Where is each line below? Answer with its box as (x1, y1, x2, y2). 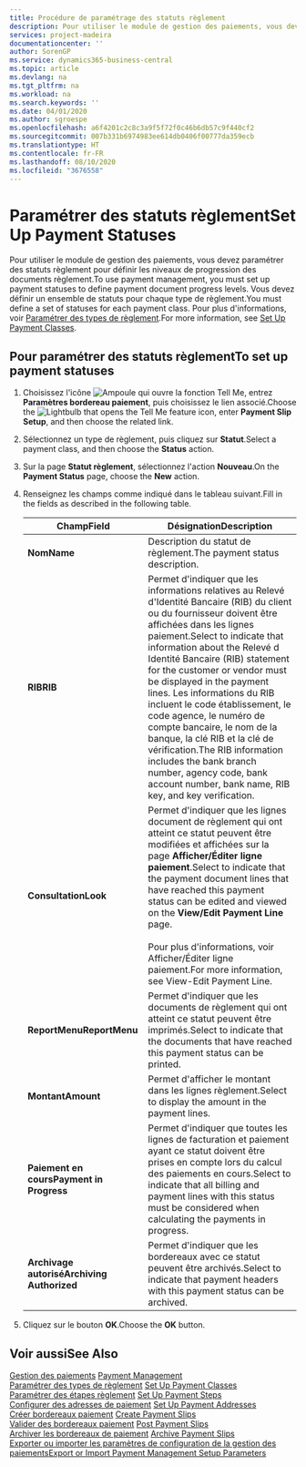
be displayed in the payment (148, 675, 270, 688)
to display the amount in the (148, 1095, 267, 1108)
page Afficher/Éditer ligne (148, 849, 262, 862)
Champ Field (56, 520, 111, 533)
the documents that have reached (148, 1035, 292, 1048)
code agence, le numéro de (148, 710, 266, 723)
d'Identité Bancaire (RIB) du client (148, 596, 292, 609)
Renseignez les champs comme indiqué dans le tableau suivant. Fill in (22, 488, 283, 499)
